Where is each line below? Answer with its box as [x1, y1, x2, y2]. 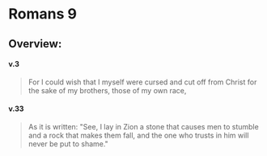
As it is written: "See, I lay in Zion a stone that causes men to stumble [28, 121, 259, 131]
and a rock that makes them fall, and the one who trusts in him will [28, 130, 249, 140]
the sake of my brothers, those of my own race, [28, 85, 187, 95]
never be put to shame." [28, 138, 109, 149]
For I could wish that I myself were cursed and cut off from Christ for [28, 77, 257, 87]
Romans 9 [8, 5, 77, 23]
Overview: [8, 37, 62, 51]
